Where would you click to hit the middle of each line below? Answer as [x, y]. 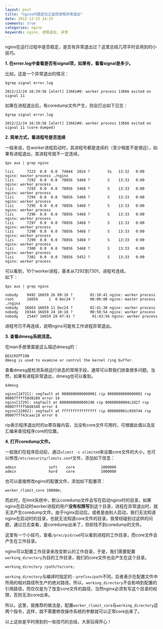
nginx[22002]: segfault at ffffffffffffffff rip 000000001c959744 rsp [78, 411]
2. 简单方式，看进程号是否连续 [35, 137]
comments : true [20, 23]
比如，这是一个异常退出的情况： [37, 74]
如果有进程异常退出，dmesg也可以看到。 [54, 376]
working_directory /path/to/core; [40, 567]
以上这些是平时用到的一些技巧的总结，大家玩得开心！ [58, 622]
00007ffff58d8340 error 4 [31, 407]
